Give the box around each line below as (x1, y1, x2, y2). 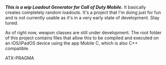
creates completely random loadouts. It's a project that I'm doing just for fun (5, 9, 162, 15)
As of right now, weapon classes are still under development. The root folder (5, 30, 162, 35)
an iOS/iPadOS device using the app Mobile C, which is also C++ (5, 40, 138, 46)
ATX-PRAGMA (5, 55, 34, 61)
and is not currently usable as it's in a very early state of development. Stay (5, 15, 160, 20)
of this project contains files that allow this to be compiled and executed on (5, 35, 159, 41)
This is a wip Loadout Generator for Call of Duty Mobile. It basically (5, 4, 146, 10)
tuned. (5, 20, 18, 26)
